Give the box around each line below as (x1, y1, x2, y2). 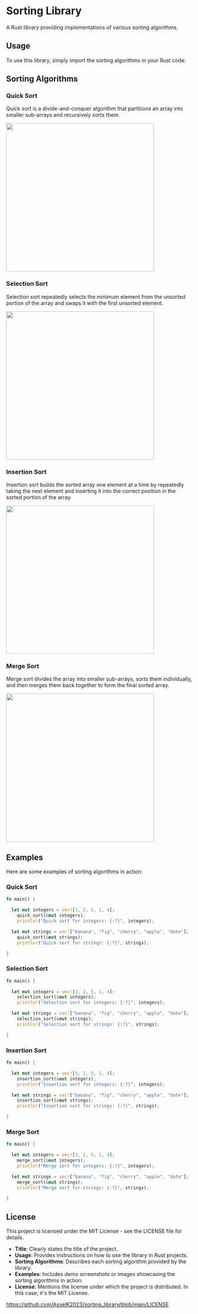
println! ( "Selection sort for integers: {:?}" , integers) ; (17, 1000, 165, 1006)
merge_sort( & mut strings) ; (17, 1179, 83, 1185)
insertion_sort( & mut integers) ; (17, 1076, 96, 1082)
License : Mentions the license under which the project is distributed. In (14, 1283, 189, 1290)
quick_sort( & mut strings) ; (17, 934, 83, 940)
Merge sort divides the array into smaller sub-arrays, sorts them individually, (6, 675, 192, 682)
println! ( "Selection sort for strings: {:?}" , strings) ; (17, 1021, 160, 1027)
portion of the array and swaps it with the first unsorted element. (6, 299, 164, 307)
